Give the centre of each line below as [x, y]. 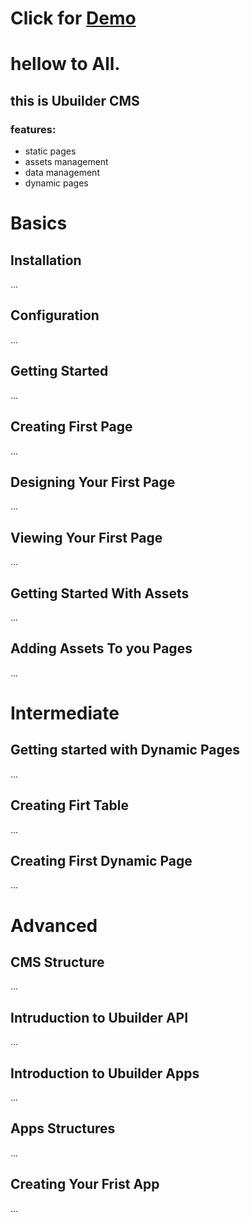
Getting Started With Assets [100, 593]
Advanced [54, 925]
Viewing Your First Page [86, 537]
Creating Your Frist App [85, 1184]
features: [33, 129]
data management [62, 173]
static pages [50, 151]
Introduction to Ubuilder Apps [105, 1073]
